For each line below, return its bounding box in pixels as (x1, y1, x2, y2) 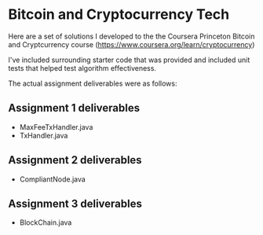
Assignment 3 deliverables (8, 196, 143, 210)
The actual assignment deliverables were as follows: (8, 79, 177, 88)
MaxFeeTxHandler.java (19, 122, 93, 131)
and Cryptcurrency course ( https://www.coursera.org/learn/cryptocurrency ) (8, 39, 255, 49)
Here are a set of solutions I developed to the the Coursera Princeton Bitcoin (8, 31, 255, 41)
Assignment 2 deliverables (8, 153, 143, 167)
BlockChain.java (19, 218, 72, 227)
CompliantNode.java (19, 174, 86, 184)
